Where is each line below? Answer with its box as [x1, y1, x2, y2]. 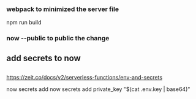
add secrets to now [6, 53, 81, 63]
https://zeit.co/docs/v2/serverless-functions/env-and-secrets [6, 74, 163, 81]
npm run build [6, 19, 42, 26]
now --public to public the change [6, 34, 110, 43]
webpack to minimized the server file [6, 5, 119, 13]
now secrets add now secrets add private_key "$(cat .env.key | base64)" [6, 86, 190, 93]
